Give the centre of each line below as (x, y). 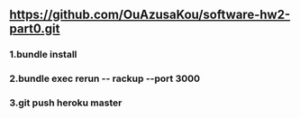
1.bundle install (43, 55)
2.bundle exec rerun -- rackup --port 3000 (105, 78)
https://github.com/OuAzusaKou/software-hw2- (150, 15)
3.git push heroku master (66, 103)
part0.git (35, 29)
